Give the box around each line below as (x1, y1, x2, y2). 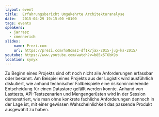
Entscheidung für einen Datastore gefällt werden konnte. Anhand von (5, 86, 143, 92)
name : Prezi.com (14, 43, 47, 48)
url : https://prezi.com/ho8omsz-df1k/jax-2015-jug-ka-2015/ (14, 48, 138, 53)
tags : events (5, 20, 32, 26)
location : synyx (5, 57, 38, 62)
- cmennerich (9, 35, 36, 39)
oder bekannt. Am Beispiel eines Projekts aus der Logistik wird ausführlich (5, 76, 154, 81)
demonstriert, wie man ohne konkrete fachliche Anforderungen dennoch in (5, 96, 154, 102)
